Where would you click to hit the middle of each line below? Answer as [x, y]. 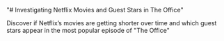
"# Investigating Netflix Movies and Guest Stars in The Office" [95, 10]
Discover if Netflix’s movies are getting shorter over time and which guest [112, 23]
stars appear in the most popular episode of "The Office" [88, 30]
